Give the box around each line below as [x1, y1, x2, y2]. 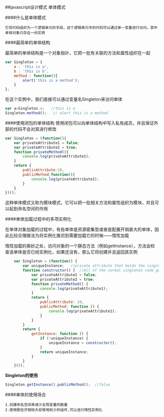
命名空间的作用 [18, 206, 48, 212]
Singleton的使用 [5, 373, 38, 378]
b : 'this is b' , [14, 69, 49, 74]
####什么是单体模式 [5, 15, 46, 20]
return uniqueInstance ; [40, 349, 89, 355]
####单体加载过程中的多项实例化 [5, 216, 72, 222]
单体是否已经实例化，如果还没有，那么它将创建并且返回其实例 [13, 249, 138, 255]
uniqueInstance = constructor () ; [48, 340, 117, 345]
